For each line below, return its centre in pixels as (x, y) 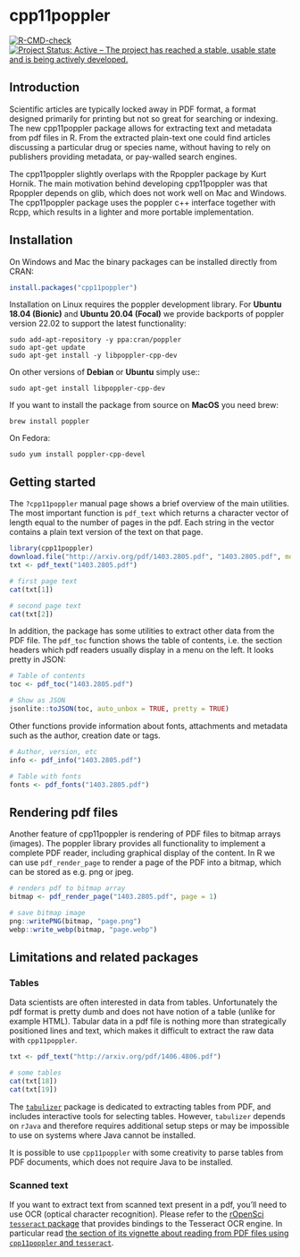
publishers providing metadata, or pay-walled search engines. (123, 157)
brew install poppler (50, 421)
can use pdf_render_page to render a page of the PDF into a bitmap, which (146, 862)
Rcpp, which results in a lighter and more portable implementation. (132, 212)
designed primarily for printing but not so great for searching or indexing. (144, 118)
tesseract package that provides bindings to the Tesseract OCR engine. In (146, 1224)
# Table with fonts (46, 776)
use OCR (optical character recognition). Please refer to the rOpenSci (137, 1214)
